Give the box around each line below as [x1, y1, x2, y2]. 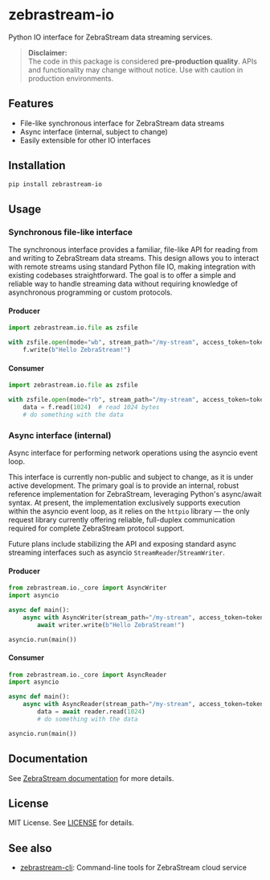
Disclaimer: [27, 48, 67, 57]
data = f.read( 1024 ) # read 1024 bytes [22, 403, 160, 411]
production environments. [27, 73, 114, 83]
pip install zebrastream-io [8, 180, 103, 188]
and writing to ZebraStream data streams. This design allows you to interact [8, 254, 260, 263]
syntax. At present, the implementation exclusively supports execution [8, 498, 241, 507]
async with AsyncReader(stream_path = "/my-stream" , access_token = [22, 700, 247, 709]
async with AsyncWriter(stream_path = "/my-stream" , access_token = [22, 614, 247, 622]
